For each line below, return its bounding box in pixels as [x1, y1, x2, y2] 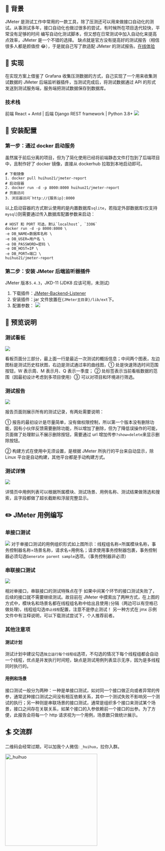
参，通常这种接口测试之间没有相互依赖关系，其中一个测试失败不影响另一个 [5, 693, 156, 699]
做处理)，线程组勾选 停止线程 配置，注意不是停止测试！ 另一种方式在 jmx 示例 [5, 606, 157, 612]
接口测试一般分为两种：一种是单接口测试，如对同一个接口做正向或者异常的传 [5, 687, 160, 693]
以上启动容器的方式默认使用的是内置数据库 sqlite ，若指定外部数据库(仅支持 [5, 205, 158, 211]
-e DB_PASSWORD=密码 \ [5, 242, 50, 247]
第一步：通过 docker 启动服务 [5, 142, 75, 149]
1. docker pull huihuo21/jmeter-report [5, 176, 87, 181]
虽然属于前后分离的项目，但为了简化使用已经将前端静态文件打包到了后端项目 [5, 154, 160, 161]
